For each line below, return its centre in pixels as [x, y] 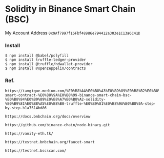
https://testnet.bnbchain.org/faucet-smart [50, 142]
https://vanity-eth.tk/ [29, 133]
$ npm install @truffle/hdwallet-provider [49, 64]
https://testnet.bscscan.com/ [36, 150]
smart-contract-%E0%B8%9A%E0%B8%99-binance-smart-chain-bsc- [69, 95]
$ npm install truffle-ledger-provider [46, 60]
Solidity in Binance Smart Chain [70, 9]
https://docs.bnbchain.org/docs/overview [48, 116]
